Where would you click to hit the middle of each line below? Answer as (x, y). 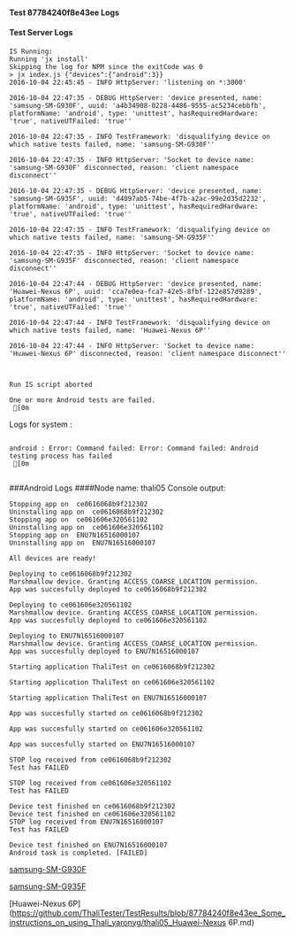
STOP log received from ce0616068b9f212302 (91, 760)
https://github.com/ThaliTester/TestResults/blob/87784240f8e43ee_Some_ (149, 913)
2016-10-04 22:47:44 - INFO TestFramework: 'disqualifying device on (140, 322)
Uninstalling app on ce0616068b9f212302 (87, 512)
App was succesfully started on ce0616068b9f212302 (106, 713)
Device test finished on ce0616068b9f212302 (92, 806)
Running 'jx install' (49, 59)
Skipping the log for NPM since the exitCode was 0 (106, 66)
